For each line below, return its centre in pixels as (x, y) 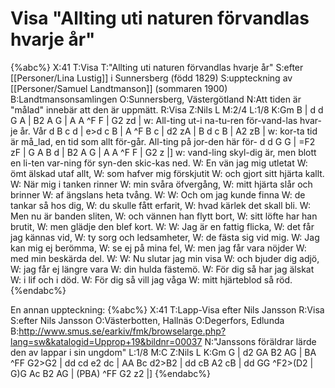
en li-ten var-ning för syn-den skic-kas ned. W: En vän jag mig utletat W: (159, 163)
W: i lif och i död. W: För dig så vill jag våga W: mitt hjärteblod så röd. (151, 279)
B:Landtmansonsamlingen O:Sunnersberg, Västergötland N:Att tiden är (156, 99)
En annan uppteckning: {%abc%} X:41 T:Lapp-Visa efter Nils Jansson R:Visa (167, 309)
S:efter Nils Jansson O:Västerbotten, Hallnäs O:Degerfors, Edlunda (147, 320)
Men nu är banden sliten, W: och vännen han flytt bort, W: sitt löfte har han (164, 216)
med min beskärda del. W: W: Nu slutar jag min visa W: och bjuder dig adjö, (165, 258)
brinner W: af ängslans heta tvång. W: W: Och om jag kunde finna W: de (158, 194)
